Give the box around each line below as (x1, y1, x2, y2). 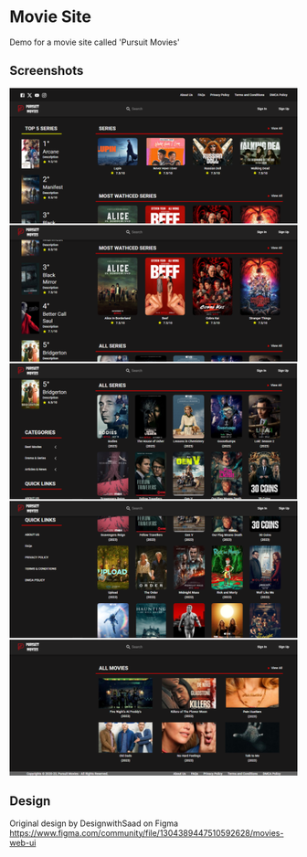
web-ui (9, 837, 37, 848)
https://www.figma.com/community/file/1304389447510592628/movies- (9, 827, 284, 838)
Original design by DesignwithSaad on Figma (9, 818, 179, 829)
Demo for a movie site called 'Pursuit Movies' (9, 37, 180, 48)
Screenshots (9, 63, 84, 79)
